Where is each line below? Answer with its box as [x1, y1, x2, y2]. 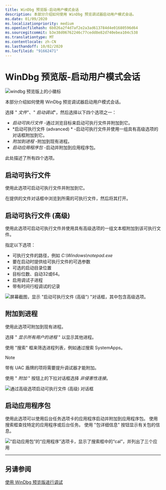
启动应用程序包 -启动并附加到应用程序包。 [12, 145, 98, 151]
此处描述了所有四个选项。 [5, 155, 57, 161]
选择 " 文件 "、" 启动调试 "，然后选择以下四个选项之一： [5, 110, 117, 115]
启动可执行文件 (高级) [5, 211, 70, 220]
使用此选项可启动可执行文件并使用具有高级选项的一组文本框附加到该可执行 [5, 226, 157, 231]
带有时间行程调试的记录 [12, 283, 60, 289]
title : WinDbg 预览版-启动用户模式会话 [5, 7, 79, 12]
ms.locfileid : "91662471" [5, 48, 58, 53]
